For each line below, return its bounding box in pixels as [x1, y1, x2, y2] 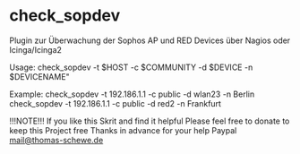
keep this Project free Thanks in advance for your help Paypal [9, 124, 237, 135]
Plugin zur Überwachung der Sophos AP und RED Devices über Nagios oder [9, 35, 291, 46]
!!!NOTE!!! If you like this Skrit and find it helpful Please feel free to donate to [9, 115, 290, 126]
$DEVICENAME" [9, 71, 70, 81]
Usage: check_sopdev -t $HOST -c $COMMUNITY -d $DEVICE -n [9, 62, 253, 73]
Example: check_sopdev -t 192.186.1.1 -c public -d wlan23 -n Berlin [9, 89, 255, 99]
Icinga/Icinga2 [9, 44, 63, 55]
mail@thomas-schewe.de [9, 134, 104, 145]
